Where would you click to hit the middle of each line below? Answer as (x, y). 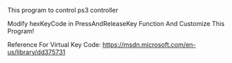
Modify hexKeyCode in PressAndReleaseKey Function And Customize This (116, 23)
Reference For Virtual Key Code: (54, 44)
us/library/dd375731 (36, 52)
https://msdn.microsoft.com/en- (149, 44)
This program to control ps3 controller (63, 10)
